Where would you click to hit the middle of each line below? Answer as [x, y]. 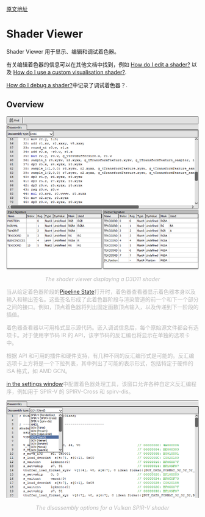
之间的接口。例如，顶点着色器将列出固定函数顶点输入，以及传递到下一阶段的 [103, 307]
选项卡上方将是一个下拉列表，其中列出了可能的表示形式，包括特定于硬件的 [100, 363]
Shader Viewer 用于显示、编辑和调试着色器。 [63, 51]
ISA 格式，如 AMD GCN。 [38, 371]
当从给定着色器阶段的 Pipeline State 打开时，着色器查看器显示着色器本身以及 [101, 291]
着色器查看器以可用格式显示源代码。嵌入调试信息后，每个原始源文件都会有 [100, 327]
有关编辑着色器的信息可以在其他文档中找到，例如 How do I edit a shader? [98, 64]
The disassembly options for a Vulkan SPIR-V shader [103, 508]
